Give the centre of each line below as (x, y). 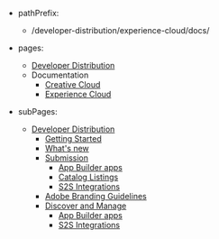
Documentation (60, 75)
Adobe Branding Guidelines (96, 196)
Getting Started (73, 138)
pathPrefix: (38, 13)
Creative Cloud (73, 84)
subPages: (38, 111)
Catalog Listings (88, 177)
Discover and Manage (86, 206)
